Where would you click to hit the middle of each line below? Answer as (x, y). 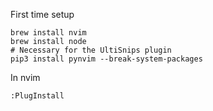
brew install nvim (48, 33)
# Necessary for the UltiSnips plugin (91, 50)
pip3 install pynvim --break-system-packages (106, 59)
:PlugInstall (37, 96)
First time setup (42, 14)
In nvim (25, 77)
